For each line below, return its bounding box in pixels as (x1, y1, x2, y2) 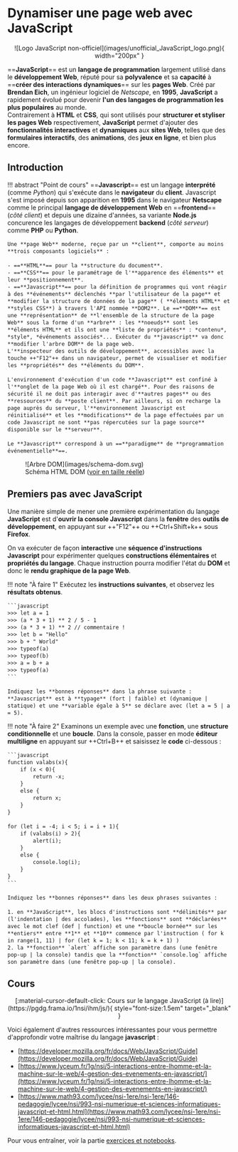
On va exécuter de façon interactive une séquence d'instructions (7, 543, 202, 552)
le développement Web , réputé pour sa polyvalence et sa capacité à (7, 73, 212, 81)
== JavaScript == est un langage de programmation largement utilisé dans (7, 65, 226, 73)
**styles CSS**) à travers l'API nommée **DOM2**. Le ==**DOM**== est (7, 304, 221, 312)
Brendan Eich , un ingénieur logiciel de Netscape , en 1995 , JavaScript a (7, 88, 218, 96)
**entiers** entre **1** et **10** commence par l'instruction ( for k (7, 930, 224, 937)
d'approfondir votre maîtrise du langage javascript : (7, 1033, 159, 1042)
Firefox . (7, 530, 31, 538)
